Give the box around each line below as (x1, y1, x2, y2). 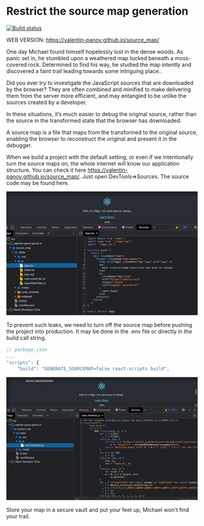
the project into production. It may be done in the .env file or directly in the (6, 328, 192, 335)
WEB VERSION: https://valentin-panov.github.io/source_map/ (6, 36, 160, 43)
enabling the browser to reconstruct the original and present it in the (6, 135, 177, 142)
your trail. (6, 513, 30, 520)
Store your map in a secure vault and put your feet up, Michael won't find (6, 507, 189, 514)
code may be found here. (6, 179, 70, 186)
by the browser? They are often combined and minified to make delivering (6, 85, 191, 93)
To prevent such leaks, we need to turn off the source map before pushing (6, 321, 192, 328)
